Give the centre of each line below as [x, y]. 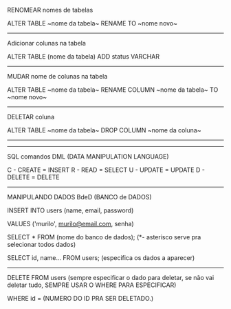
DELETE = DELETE [33, 177]
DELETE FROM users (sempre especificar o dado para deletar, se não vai [111, 278]
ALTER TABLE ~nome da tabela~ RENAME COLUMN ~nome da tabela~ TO [113, 90]
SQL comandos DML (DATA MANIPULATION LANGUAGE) [88, 157]
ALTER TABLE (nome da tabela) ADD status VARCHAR [84, 57]
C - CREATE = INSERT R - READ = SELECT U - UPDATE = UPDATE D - [106, 170]
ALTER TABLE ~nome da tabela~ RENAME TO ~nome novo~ [92, 23]
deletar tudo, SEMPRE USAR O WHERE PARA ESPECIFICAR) [92, 285]
